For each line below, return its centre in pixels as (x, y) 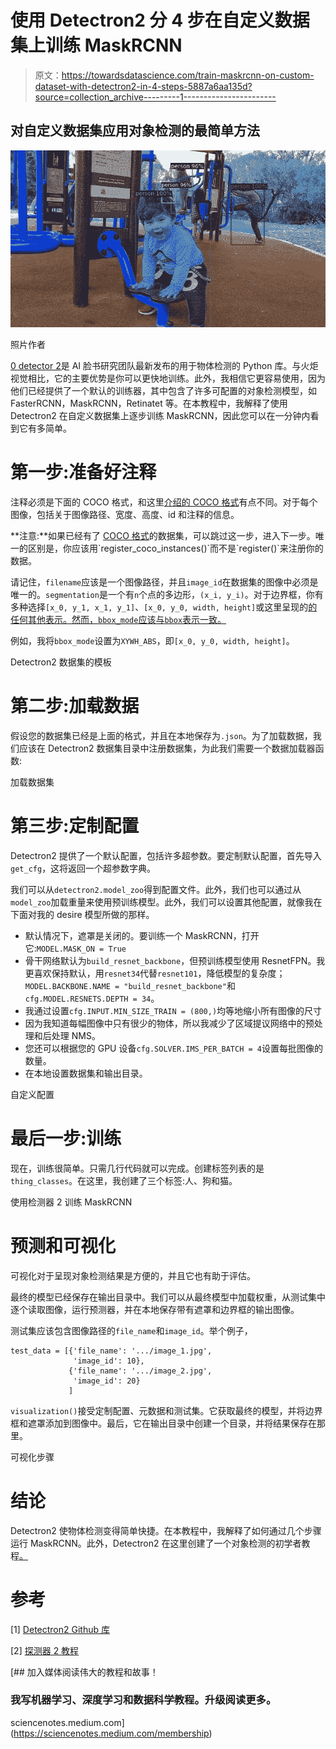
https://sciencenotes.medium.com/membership (111, 1733)
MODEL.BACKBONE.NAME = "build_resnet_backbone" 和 (130, 985)
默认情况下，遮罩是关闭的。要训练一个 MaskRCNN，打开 (142, 935)
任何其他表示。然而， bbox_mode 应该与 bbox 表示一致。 (118, 619)
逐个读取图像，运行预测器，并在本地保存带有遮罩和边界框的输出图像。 (155, 1309)
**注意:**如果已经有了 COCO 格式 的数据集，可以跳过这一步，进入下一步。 (163, 535)
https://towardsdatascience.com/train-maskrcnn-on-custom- (188, 75)
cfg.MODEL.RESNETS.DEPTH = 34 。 (92, 998)
